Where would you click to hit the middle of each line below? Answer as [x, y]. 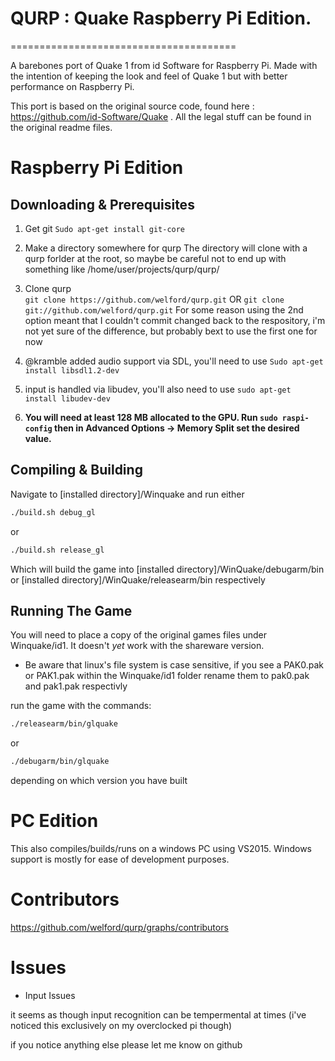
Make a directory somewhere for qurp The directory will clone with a [166, 248]
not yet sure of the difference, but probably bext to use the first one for [171, 331]
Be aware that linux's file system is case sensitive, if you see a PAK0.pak [174, 665]
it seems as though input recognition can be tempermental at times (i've [158, 1014]
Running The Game [71, 610]
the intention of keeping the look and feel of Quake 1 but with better [149, 76]
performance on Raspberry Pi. [72, 86]
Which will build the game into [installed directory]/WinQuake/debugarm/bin [167, 569]
